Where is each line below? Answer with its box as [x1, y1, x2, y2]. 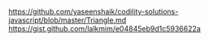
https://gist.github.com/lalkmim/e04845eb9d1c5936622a [8, 24, 201, 33]
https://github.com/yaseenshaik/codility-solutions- [8, 7, 179, 16]
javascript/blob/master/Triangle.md [8, 15, 127, 25]
